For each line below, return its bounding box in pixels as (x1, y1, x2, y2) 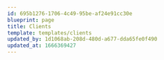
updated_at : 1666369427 (7, 42, 77, 49)
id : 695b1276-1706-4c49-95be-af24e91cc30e (7, 10, 133, 17)
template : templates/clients (7, 29, 92, 37)
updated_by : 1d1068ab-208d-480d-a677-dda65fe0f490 (7, 36, 158, 43)
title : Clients (7, 23, 52, 30)
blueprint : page (7, 17, 54, 23)
